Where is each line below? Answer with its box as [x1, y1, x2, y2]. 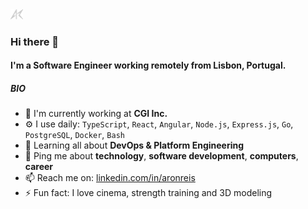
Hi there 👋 [10, 34, 60, 48]
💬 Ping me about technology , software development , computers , [24, 150, 299, 162]
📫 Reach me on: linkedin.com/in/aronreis [24, 172, 196, 184]
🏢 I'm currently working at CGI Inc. [24, 108, 168, 120]
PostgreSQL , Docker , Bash [24, 129, 125, 141]
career [24, 161, 54, 173]
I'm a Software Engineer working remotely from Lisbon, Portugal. [10, 59, 287, 72]
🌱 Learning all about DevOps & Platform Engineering [24, 139, 245, 152]
